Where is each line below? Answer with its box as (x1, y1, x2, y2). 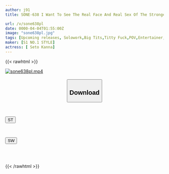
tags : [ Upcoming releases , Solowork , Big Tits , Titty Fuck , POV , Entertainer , (5, 35, 165, 40)
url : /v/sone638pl (5, 21, 44, 26)
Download (69, 89, 100, 96)
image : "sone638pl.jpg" (5, 31, 55, 36)
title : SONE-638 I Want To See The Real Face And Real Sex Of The (5, 12, 147, 17)
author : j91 (5, 7, 30, 13)
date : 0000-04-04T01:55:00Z (5, 26, 64, 31)
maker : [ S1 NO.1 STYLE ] (5, 40, 55, 45)
